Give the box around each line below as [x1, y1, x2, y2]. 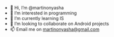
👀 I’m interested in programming [10, 10, 77, 16]
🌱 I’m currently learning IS [10, 15, 64, 21]
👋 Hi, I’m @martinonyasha [10, 5, 64, 10]
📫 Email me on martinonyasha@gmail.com [10, 26, 100, 32]
